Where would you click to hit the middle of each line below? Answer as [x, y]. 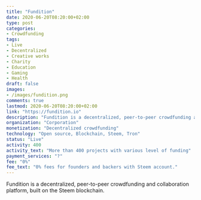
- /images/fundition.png [37, 95]
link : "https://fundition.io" [44, 112]
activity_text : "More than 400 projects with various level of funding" [99, 150]
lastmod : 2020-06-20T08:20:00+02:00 [52, 106]
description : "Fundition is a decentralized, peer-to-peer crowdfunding [99, 117]
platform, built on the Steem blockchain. [55, 190]
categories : [21, 28]
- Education [21, 67]
